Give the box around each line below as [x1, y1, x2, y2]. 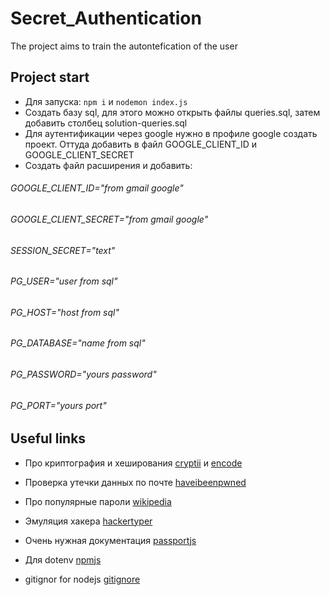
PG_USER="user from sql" [10, 275, 118, 287]
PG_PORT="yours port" [10, 399, 107, 411]
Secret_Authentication [10, 7, 202, 30]
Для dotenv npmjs [24, 553, 102, 566]
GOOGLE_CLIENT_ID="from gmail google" [10, 182, 184, 194]
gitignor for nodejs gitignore [24, 573, 141, 585]
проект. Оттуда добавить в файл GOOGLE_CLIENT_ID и [24, 138, 258, 150]
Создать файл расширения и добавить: [24, 159, 193, 171]
